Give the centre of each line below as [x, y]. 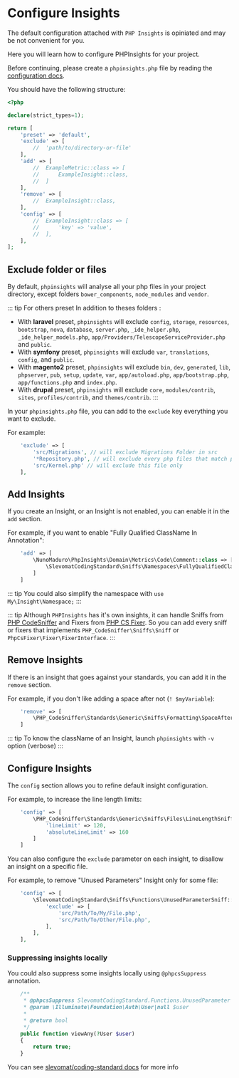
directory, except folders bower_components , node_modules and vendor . [108, 294]
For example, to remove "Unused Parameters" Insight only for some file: [113, 880]
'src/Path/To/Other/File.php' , [105, 920]
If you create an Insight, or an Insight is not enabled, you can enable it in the [118, 511]
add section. [25, 519]
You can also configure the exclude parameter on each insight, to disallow [116, 859]
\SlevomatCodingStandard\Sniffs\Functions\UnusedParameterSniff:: [133, 900]
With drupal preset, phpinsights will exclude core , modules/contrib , [116, 390]
